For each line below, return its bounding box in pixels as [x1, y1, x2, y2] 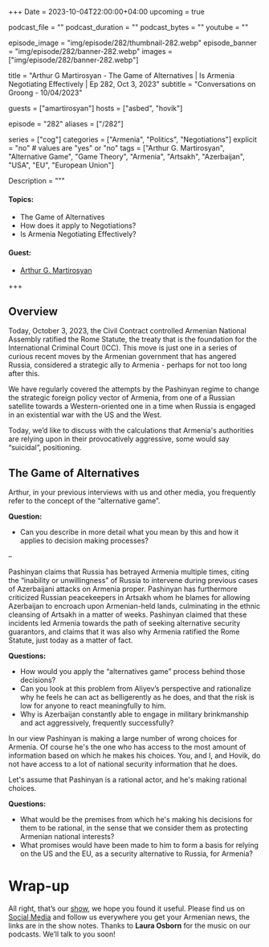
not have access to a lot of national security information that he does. [8, 759, 238, 769]
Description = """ [8, 176, 66, 185]
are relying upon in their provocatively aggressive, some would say [8, 434, 230, 444]
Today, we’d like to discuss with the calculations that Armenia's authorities [8, 426, 255, 436]
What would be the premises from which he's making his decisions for [19, 815, 253, 825]
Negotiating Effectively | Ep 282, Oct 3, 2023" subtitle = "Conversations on [8, 80, 256, 89]
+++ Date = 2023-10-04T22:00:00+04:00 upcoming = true [8, 7, 205, 16]
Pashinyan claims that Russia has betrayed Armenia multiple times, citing [8, 567, 250, 577]
